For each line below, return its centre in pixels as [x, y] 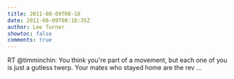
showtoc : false [30, 34]
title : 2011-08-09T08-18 [44, 14]
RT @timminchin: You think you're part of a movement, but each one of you [117, 60]
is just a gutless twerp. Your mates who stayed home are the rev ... [105, 68]
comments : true [30, 40]
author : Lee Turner [36, 27]
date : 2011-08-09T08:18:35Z [49, 20]
